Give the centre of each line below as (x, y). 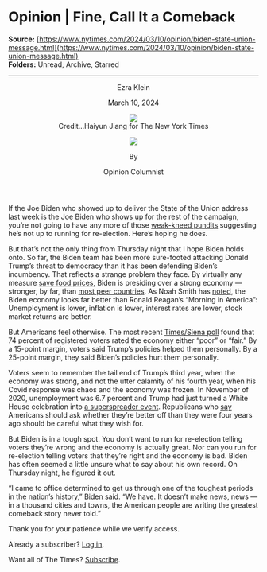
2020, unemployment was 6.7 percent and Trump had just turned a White (128, 398)
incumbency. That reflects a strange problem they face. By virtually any (125, 274)
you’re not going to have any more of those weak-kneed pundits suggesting (132, 225)
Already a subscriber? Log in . (56, 544)
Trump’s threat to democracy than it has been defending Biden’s (113, 266)
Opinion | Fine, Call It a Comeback (122, 17)
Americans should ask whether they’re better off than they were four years (130, 414)
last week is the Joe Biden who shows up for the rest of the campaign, (124, 216)
